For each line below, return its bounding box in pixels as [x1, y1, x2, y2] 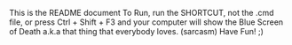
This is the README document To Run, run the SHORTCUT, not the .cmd [9, 8, 274, 18]
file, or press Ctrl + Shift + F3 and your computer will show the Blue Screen [9, 17, 284, 27]
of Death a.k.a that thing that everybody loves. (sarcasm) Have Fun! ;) [9, 26, 264, 36]
